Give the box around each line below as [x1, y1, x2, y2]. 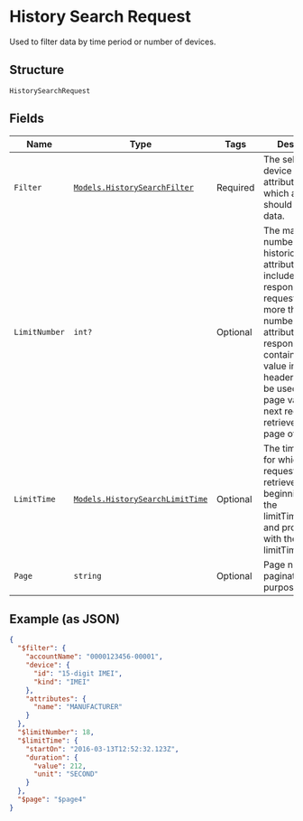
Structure [9, 62, 65, 78]
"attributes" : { [25, 694, 87, 704]
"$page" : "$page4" [17, 795, 87, 804]
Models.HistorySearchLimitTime [73, 494, 208, 504]
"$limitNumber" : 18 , [17, 728, 95, 737]
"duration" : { [25, 752, 78, 762]
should [262, 198, 293, 210]
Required [216, 181, 255, 193]
